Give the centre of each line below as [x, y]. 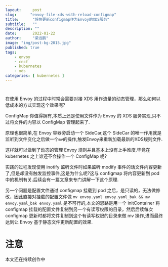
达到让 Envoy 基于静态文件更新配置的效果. [49, 222]
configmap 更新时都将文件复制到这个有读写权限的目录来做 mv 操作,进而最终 [84, 216]
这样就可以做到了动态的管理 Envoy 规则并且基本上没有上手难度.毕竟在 [78, 150]
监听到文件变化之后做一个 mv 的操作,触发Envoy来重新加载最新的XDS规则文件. [84, 139]
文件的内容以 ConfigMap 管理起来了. [52, 122]
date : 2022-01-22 [30, 33]
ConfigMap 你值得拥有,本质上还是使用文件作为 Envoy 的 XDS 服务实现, [79, 116]
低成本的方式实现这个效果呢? [35, 105]
